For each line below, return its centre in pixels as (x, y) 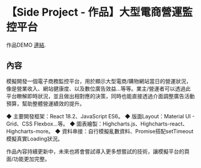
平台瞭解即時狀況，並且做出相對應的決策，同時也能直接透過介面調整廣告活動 (100, 96)
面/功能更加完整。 (28, 158)
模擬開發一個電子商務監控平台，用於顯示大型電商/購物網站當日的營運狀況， (99, 81)
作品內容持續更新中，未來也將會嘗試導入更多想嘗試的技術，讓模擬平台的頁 (98, 151)
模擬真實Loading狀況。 (35, 139)
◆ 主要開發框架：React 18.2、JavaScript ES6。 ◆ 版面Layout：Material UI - (100, 116)
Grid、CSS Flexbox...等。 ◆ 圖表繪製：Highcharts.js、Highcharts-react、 (97, 124)
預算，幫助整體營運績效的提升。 (45, 103)
